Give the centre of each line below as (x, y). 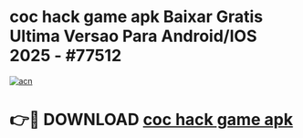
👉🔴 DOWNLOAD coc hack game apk (151, 120)
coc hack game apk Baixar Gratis (136, 17)
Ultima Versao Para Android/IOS (133, 36)
